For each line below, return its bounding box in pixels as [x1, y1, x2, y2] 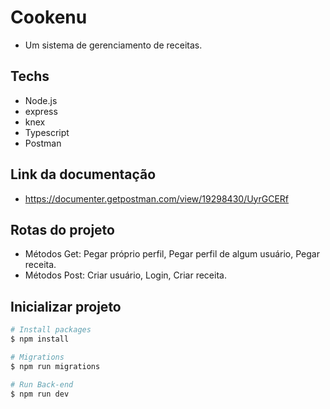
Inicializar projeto [10, 298, 122, 315]
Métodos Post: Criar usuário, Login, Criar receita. [24, 269, 227, 281]
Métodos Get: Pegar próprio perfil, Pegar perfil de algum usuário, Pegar [24, 248, 320, 260]
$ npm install [10, 334, 70, 345]
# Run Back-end [10, 379, 74, 390]
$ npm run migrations [10, 361, 101, 371]
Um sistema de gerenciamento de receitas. [24, 39, 203, 51]
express [24, 105, 58, 117]
